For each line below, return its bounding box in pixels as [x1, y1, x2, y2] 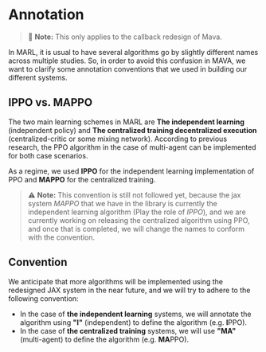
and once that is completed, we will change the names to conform [27, 224, 245, 233]
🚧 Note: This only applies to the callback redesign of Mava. [27, 32, 223, 41]
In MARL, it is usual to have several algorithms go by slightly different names [8, 47, 259, 57]
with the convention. [27, 233, 96, 242]
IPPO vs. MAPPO [8, 96, 93, 109]
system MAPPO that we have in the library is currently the [27, 198, 217, 208]
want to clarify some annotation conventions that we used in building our [8, 64, 248, 73]
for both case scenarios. [8, 151, 88, 160]
